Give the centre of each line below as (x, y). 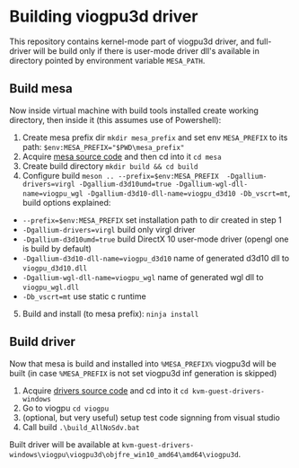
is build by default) (57, 248)
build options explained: (66, 202)
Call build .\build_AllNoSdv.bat (81, 427)
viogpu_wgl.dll (51, 287)
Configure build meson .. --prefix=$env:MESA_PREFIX (120, 175)
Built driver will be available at (64, 444)
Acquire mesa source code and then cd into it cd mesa (122, 156)
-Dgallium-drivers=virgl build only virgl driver (109, 229)
